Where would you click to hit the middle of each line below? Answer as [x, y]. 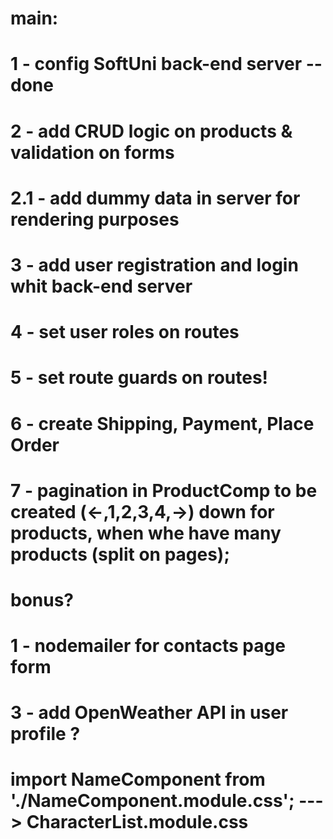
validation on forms [92, 152]
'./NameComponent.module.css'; [152, 801]
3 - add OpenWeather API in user [149, 713]
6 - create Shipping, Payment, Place [162, 423]
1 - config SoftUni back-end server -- [166, 64]
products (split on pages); [120, 554]
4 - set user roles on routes [125, 332]
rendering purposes [95, 219]
